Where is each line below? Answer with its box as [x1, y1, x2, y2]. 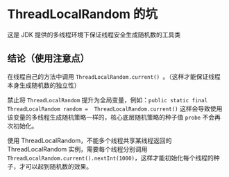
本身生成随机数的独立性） [7, 81, 80, 89]
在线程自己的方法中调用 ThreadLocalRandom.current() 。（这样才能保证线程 [7, 72, 221, 80]
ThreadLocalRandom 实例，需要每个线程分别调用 [7, 145, 148, 153]
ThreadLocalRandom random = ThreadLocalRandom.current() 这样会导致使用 [7, 104, 223, 113]
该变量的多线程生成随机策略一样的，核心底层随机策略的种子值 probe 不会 [7, 113, 215, 121]
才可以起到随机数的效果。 [19, 162, 92, 170]
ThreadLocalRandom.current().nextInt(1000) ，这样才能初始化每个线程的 [7, 153, 214, 162]
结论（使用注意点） [7, 53, 90, 64]
